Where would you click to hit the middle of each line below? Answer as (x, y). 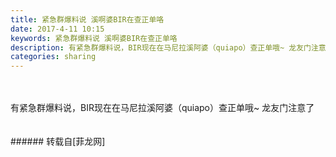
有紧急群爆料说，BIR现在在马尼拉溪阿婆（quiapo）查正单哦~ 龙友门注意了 (162, 108)
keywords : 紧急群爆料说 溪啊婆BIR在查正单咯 (94, 38)
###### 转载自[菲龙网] (58, 142)
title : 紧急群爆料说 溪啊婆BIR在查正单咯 (87, 19)
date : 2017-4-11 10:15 (57, 29)
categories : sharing (53, 57)
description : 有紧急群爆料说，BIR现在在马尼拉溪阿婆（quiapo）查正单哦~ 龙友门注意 (168, 47)
